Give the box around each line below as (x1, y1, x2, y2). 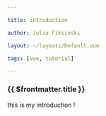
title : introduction (7, 16, 69, 23)
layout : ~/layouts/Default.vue (7, 42, 100, 50)
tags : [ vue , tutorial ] (7, 54, 74, 62)
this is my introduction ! (7, 100, 76, 109)
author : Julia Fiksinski (7, 29, 81, 36)
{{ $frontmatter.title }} (7, 84, 86, 94)
